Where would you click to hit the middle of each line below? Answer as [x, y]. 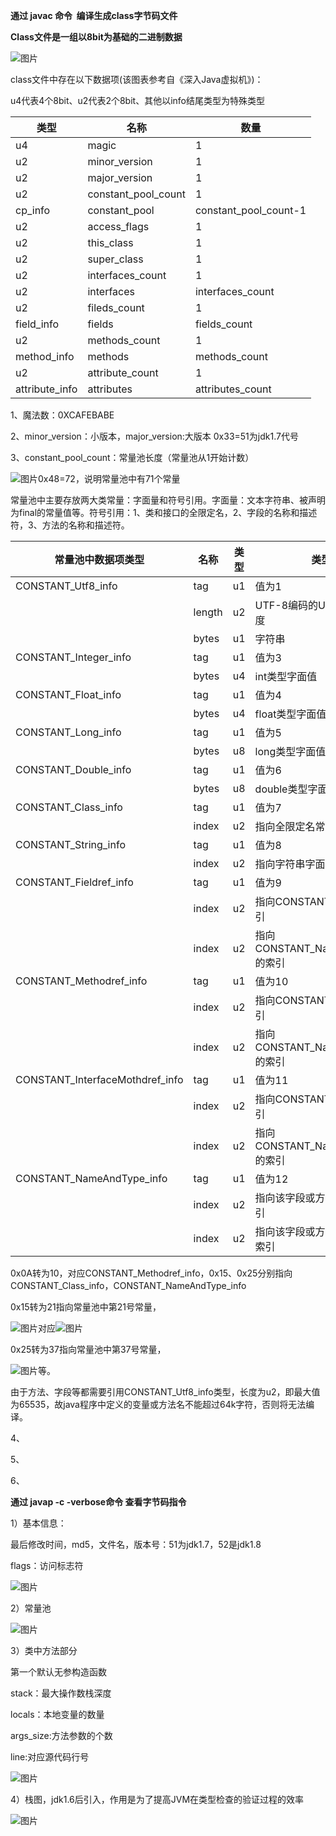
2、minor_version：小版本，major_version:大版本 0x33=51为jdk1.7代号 [154, 436]
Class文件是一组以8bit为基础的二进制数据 [96, 37]
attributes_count [233, 389]
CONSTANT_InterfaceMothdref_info [99, 1079]
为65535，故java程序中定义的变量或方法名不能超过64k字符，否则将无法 [158, 1404]
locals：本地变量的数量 [57, 1714]
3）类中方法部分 [44, 1650]
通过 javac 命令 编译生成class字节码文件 [94, 15]
